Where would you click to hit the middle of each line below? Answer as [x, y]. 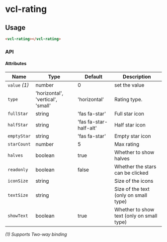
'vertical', [46, 99]
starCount [19, 144]
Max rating [127, 144]
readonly [18, 170]
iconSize [18, 181]
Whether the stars [135, 167]
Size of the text [132, 189]
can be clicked [131, 173]
